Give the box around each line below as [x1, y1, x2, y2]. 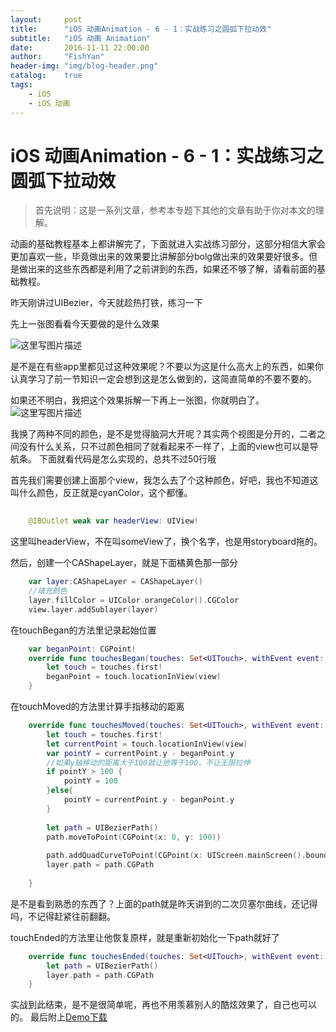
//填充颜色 [28, 586, 68, 596]
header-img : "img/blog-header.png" [10, 61, 159, 71]
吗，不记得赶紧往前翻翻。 [10, 910, 116, 922]
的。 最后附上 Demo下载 [10, 1011, 108, 1023]
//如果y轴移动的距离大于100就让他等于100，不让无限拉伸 [46, 757, 251, 768]
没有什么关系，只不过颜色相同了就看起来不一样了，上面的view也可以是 [18, 441, 310, 453]
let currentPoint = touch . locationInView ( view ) [46, 739, 248, 749]
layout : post [10, 14, 83, 25]
